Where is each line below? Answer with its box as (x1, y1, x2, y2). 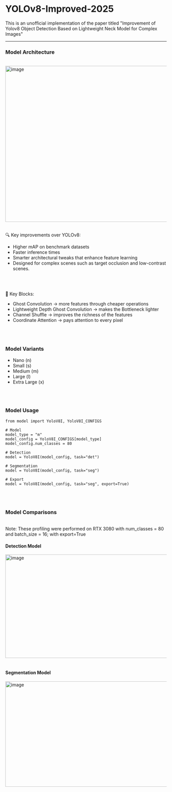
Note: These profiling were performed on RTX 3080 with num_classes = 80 (5, 526, 164, 532)
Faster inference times (12, 249, 60, 255)
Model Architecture (5, 48, 55, 55)
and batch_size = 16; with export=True (5, 531, 86, 537)
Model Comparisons (5, 509, 57, 516)
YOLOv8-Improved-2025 (5, 3, 114, 15)
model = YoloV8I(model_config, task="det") (5, 454, 100, 459)
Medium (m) (12, 368, 39, 374)
